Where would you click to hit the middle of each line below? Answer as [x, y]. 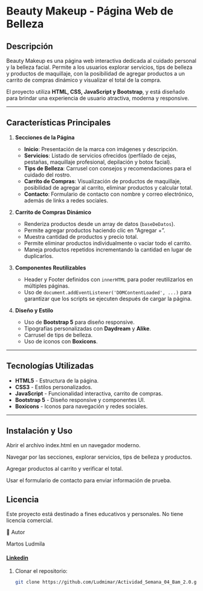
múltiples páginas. [47, 286]
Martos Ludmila [26, 544]
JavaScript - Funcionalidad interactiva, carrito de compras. [89, 393]
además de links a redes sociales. [66, 200]
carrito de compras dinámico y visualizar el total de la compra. [84, 80]
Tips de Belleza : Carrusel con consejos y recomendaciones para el [108, 168]
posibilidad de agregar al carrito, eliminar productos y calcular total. [108, 187]
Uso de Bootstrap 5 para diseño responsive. [79, 322]
